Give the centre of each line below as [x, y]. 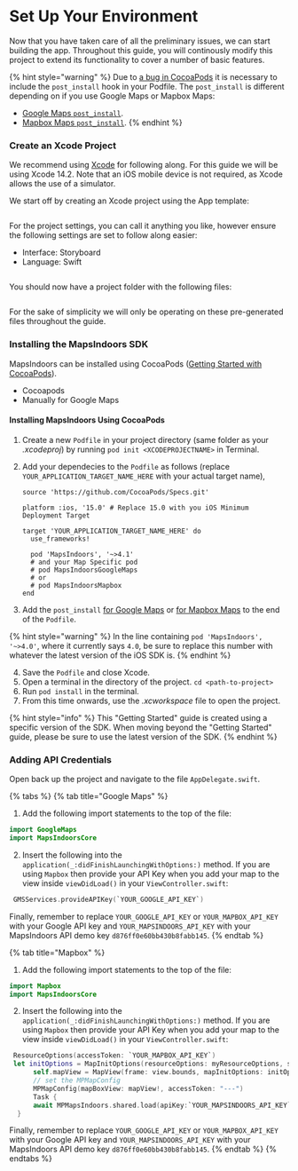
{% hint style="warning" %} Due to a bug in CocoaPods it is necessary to [143, 76]
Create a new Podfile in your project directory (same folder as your [145, 439]
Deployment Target [56, 515]
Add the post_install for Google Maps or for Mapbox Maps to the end [151, 609]
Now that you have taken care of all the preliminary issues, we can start [140, 41]
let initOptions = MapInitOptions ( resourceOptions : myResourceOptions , [148, 1064]
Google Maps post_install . [73, 113]
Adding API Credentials [61, 759]
